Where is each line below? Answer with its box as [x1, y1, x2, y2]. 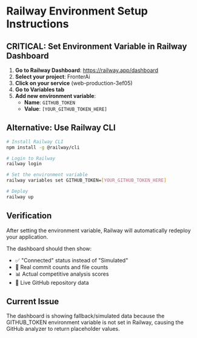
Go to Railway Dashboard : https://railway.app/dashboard [15, 67, 159, 74]
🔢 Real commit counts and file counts [15, 263, 109, 270]
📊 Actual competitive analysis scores [15, 270, 109, 278]
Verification [6, 210, 52, 221]
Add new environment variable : [15, 93, 96, 99]
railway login [6, 161, 42, 167]
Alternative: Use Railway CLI [6, 123, 116, 133]
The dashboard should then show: [6, 245, 92, 252]
